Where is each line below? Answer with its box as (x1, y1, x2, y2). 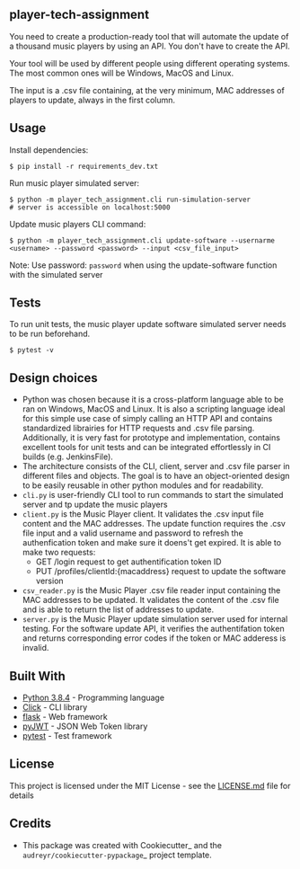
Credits (9, 816, 52, 831)
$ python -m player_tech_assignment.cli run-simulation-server (9, 195, 251, 204)
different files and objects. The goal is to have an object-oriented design (22, 471, 290, 482)
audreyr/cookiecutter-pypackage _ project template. (22, 849, 213, 860)
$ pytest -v (9, 346, 54, 355)
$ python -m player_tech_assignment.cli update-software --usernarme (9, 235, 276, 245)
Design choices (9, 370, 99, 386)
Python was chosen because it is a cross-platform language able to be (22, 395, 285, 405)
